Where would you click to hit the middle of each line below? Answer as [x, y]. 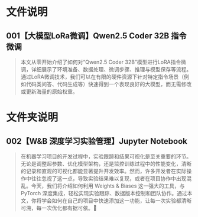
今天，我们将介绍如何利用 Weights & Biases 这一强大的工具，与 [108, 186]
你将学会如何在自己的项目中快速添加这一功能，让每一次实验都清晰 [111, 200]
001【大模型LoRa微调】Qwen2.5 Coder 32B [88, 36]
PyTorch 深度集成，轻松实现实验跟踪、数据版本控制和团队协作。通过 [104, 193]
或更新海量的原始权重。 [49, 91]
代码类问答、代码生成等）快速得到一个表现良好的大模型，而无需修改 [109, 84]
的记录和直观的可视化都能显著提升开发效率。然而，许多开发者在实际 [103, 171]
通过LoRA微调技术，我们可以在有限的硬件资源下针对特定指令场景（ [102, 77]
